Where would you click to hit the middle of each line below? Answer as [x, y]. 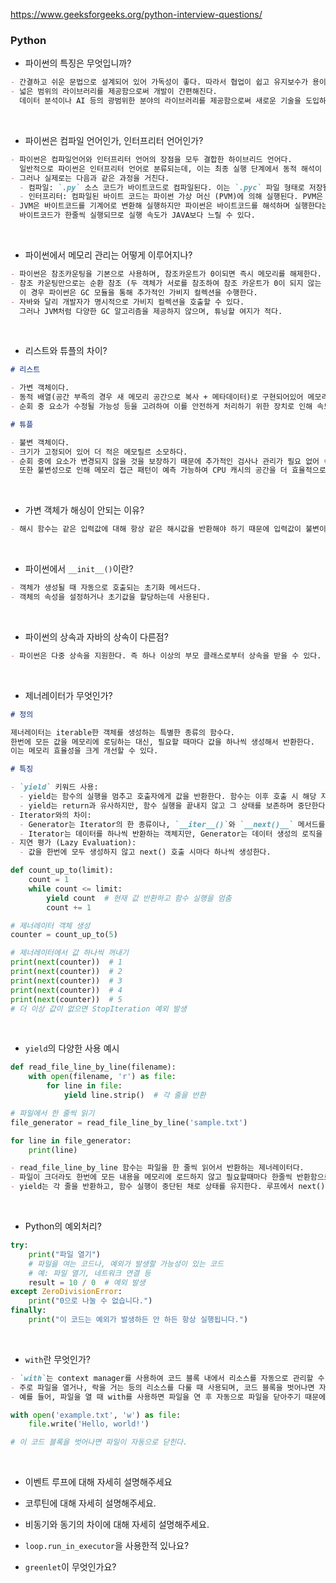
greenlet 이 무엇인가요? [70, 1567]
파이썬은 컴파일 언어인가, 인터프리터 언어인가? [114, 140]
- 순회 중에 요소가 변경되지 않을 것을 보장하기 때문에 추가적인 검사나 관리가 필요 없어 [165, 461]
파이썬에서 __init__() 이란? [79, 569]
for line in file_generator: [71, 1140]
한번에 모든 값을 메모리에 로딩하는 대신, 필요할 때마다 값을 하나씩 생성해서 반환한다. [162, 742]
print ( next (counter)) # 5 [66, 999]
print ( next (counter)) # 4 [66, 990]
